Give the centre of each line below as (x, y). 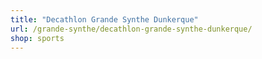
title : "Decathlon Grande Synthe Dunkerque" (104, 19)
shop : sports (37, 38)
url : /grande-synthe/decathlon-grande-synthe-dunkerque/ (131, 29)
